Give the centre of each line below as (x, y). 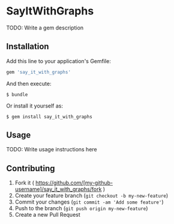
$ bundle (17, 94)
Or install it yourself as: (34, 106)
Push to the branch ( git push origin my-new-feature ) (81, 208)
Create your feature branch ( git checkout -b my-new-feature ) (91, 196)
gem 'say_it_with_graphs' (38, 72)
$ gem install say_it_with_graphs (49, 117)
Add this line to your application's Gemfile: (58, 61)
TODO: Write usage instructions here (52, 150)
